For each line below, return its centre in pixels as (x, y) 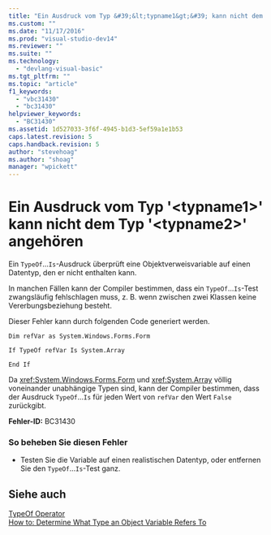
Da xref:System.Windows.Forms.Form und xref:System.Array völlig (120, 380)
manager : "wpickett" (43, 167)
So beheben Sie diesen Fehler (68, 442)
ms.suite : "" (30, 54)
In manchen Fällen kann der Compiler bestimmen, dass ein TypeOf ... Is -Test (133, 288)
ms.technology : (34, 62)
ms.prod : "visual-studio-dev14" (63, 39)
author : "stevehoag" (43, 152)
